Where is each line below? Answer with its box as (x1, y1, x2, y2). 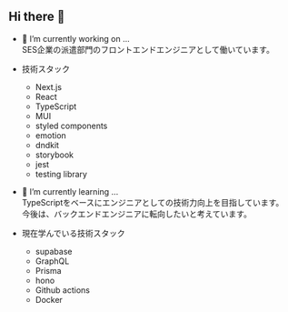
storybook (35, 149, 74, 160)
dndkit (35, 139, 60, 150)
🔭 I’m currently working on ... (21, 33, 130, 44)
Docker (35, 294, 63, 305)
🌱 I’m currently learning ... (21, 186, 119, 196)
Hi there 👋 (8, 9, 65, 25)
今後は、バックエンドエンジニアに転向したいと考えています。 (21, 208, 248, 219)
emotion (35, 129, 67, 141)
